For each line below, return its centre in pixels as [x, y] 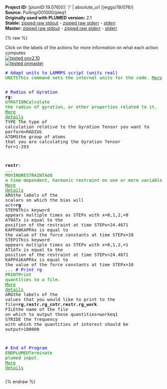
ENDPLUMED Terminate [29, 353]
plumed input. [22, 358]
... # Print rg [24, 270]
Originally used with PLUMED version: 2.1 [48, 18]
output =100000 [22, 329]
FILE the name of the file [37, 309]
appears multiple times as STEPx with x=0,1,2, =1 [67, 245]
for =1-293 [17, 147]
